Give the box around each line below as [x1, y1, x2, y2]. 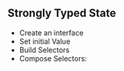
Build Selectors [19, 44, 70, 55]
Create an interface [19, 27, 84, 37]
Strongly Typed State [7, 6, 117, 20]
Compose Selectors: [19, 53, 88, 63]
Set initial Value [19, 36, 71, 46]
